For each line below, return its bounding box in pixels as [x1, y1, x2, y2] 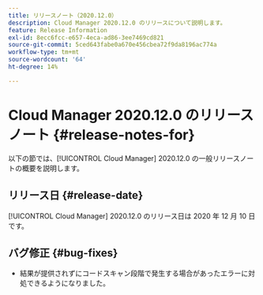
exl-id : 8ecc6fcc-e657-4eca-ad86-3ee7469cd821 [8, 33, 164, 42]
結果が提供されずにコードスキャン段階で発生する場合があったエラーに [19, 269, 249, 278]
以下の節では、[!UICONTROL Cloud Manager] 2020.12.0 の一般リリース [8, 153, 241, 162]
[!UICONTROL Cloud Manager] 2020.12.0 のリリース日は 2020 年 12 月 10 [8, 211, 247, 221]
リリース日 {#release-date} [8, 189, 144, 202]
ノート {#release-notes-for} [8, 125, 195, 144]
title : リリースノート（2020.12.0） [8, 11, 118, 20]
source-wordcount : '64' [8, 56, 87, 64]
